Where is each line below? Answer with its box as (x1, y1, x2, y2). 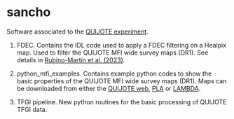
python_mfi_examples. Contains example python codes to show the (16, 69, 212, 78)
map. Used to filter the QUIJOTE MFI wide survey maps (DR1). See (16, 48, 209, 57)
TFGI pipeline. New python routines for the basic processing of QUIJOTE (16, 97, 227, 106)
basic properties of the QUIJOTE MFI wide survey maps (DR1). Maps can (16, 76, 227, 85)
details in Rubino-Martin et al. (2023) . (16, 55, 125, 64)
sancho (6, 4, 51, 20)
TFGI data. (16, 105, 48, 113)
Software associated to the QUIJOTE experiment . (6, 27, 149, 36)
